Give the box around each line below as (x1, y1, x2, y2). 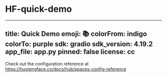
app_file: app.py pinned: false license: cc (5, 48, 135, 56)
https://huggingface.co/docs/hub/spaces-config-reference (5, 66, 127, 72)
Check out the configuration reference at (5, 61, 89, 67)
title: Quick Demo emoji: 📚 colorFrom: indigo (5, 30, 148, 38)
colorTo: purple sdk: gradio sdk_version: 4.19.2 (5, 40, 153, 48)
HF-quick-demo (5, 3, 72, 15)
